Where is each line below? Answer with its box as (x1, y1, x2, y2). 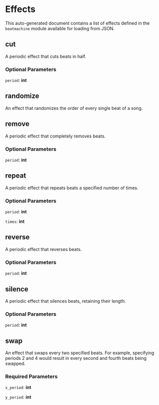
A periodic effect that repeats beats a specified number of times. (5, 185, 138, 191)
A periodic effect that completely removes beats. (5, 133, 106, 139)
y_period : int (5, 394, 31, 400)
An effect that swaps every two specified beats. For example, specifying (5, 350, 154, 356)
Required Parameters (5, 373, 58, 380)
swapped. (5, 360, 26, 367)
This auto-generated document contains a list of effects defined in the (5, 20, 150, 26)
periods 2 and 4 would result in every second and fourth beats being (5, 355, 146, 361)
